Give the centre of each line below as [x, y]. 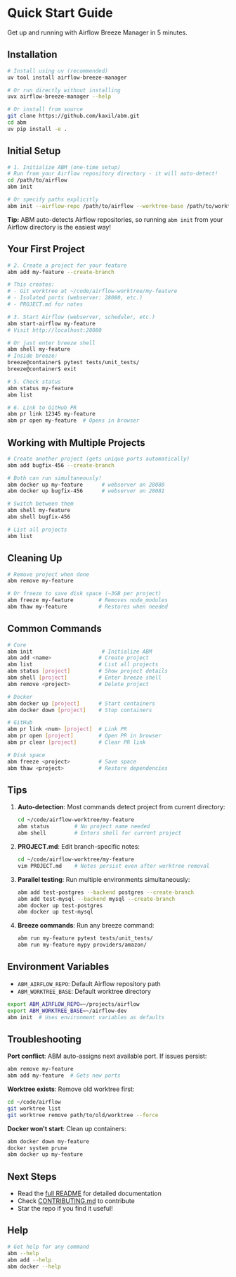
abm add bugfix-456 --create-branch [61, 465]
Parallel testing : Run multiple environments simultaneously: [104, 879]
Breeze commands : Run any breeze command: [86, 926]
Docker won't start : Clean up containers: [67, 1128]
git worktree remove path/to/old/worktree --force [83, 1115]
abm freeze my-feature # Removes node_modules [88, 600]
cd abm [17, 123]
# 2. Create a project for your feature [67, 266]
